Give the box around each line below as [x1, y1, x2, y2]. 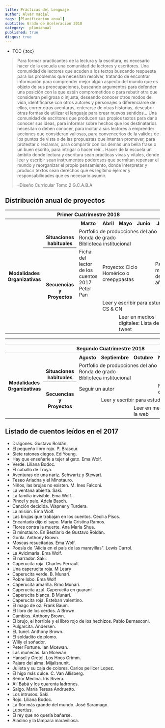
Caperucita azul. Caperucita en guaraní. [12, 586, 93, 593]
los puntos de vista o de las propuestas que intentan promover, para [17, 136, 156, 142]
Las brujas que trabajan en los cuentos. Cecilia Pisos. [12, 514, 120, 519]
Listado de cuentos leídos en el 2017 [5, 427, 119, 436]
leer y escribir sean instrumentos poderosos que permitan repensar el [17, 157, 159, 163]
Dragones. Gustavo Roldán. [12, 440, 68, 446]
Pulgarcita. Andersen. [12, 623, 56, 629]
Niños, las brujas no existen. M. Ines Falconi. [12, 482, 103, 488]
